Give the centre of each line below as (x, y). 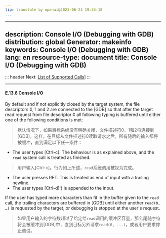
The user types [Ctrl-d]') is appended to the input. (63, 188)
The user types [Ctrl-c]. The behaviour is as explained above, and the (83, 152)
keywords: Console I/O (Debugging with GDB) (77, 50)
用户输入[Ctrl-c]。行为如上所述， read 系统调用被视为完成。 (77, 167)
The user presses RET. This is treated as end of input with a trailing (81, 177)
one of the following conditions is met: (44, 119)
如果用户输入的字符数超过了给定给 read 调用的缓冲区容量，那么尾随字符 (89, 218)
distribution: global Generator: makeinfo (68, 42)
